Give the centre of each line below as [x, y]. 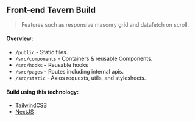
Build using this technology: [43, 92]
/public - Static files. [41, 52]
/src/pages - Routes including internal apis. [69, 72]
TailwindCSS [31, 105]
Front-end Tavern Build [51, 10]
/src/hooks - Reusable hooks [51, 65]
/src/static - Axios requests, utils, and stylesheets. [80, 78]
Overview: [20, 38]
